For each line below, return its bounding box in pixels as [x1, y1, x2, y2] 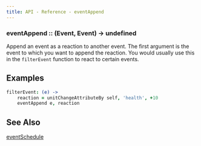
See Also [6, 117, 41, 127]
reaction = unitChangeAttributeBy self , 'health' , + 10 [17, 95, 159, 101]
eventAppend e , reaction [17, 101, 80, 107]
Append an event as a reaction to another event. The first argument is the [6, 42, 189, 50]
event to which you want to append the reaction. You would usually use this [6, 49, 195, 56]
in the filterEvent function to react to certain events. [6, 55, 139, 62]
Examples [6, 73, 44, 84]
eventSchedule [6, 133, 44, 141]
